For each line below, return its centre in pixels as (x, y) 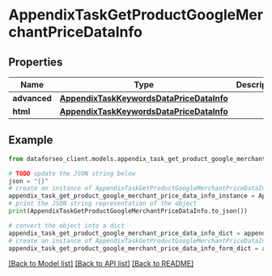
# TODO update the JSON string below (72, 173)
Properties (36, 62)
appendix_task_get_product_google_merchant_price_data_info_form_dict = (134, 248)
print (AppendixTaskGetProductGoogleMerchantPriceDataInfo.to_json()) (128, 211)
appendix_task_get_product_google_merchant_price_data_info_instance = (132, 196)
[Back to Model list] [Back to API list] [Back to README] (101, 264)
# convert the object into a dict (67, 225)
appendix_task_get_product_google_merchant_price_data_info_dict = (125, 233)
